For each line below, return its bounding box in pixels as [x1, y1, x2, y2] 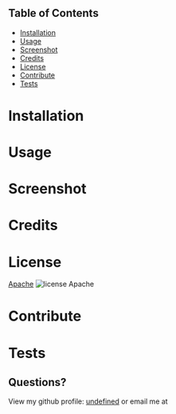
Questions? [8, 376, 67, 389]
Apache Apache [8, 279, 94, 289]
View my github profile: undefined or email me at [8, 396, 169, 406]
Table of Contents [8, 6, 100, 20]
